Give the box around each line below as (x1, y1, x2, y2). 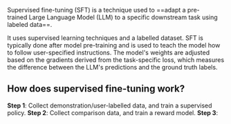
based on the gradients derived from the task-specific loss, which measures (7, 56, 225, 64)
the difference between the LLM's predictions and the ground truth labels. (7, 63, 218, 71)
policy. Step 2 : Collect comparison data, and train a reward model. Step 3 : (7, 108, 219, 116)
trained (7, 13, 28, 21)
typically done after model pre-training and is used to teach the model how (7, 41, 221, 49)
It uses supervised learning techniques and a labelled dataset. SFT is (7, 34, 204, 42)
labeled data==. (7, 21, 53, 28)
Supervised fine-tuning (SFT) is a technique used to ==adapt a (7, 6, 186, 14)
